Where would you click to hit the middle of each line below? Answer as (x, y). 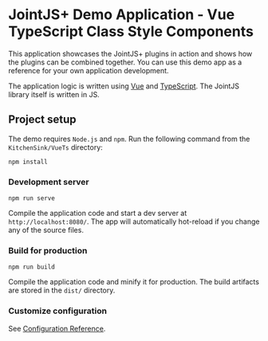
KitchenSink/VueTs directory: (56, 147)
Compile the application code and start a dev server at (98, 214)
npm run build (32, 267)
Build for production (48, 250)
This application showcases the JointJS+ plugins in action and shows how (130, 53)
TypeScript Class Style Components (131, 31)
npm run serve (32, 198)
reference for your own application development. (89, 70)
